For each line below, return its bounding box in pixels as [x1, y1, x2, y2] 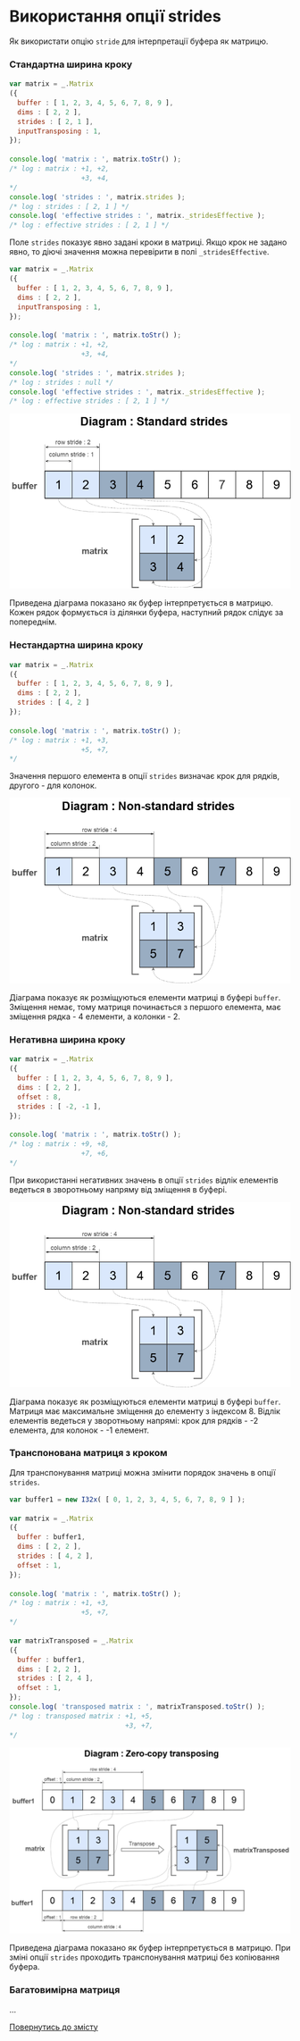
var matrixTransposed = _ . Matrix [9, 1636, 134, 1645]
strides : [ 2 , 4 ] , [17, 1674, 94, 1683]
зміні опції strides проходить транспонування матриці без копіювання [9, 1952, 279, 1962]
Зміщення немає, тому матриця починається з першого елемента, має [9, 1002, 281, 1012]
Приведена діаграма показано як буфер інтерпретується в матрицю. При [9, 1943, 291, 1953]
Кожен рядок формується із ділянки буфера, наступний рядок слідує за [9, 607, 284, 618]
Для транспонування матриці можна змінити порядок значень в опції [9, 1467, 276, 1477]
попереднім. [9, 616, 57, 627]
